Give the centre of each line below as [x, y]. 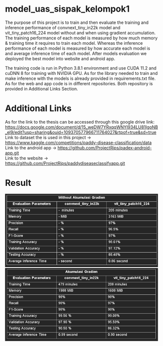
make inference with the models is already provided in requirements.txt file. [81, 78]
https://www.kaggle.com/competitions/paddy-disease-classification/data [78, 143]
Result [18, 183]
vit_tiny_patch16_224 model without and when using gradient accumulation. [81, 33]
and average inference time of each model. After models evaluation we [76, 53]
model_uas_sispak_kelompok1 [67, 9]
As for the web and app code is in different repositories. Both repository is [79, 83]
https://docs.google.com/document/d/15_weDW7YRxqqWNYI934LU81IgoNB [82, 127]
